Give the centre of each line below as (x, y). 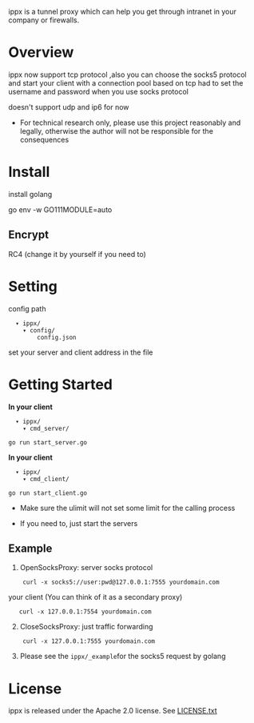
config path (27, 308)
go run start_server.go (48, 442)
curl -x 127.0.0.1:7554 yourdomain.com (85, 612)
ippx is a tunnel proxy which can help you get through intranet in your (123, 12)
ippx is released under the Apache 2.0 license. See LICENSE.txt (113, 711)
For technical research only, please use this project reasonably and (130, 123)
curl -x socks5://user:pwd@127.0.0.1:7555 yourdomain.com (121, 582)
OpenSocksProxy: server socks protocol (86, 568)
